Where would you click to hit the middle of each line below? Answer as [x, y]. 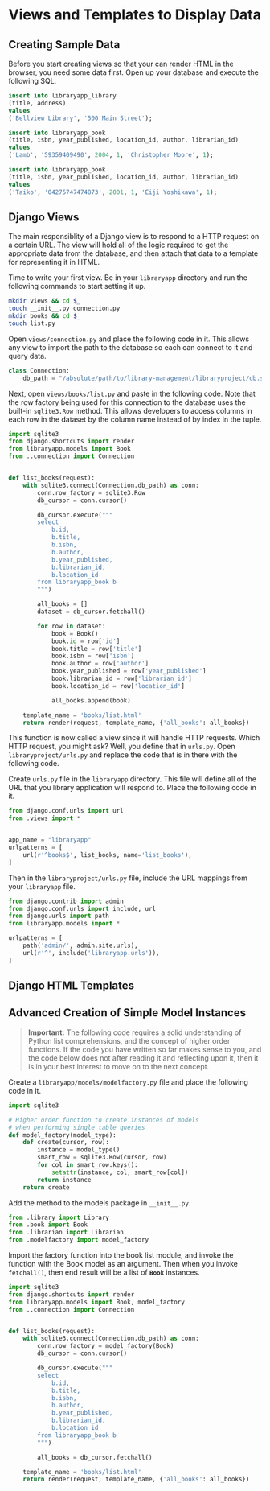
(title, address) [37, 103]
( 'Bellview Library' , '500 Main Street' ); [80, 118]
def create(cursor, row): [66, 1143]
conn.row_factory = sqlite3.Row [92, 492]
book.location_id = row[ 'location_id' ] [118, 686]
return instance [64, 1180]
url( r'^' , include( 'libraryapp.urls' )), [91, 953]
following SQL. [33, 81]
